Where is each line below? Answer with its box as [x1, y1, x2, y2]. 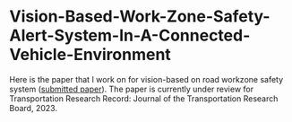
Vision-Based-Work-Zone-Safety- [9, 6, 271, 27]
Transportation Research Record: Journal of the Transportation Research [9, 92, 279, 104]
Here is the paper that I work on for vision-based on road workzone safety [9, 74, 284, 84]
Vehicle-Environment [9, 45, 172, 65]
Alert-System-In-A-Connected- [9, 25, 251, 46]
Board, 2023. [9, 102, 58, 113]
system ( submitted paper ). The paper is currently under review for [9, 83, 253, 94]
